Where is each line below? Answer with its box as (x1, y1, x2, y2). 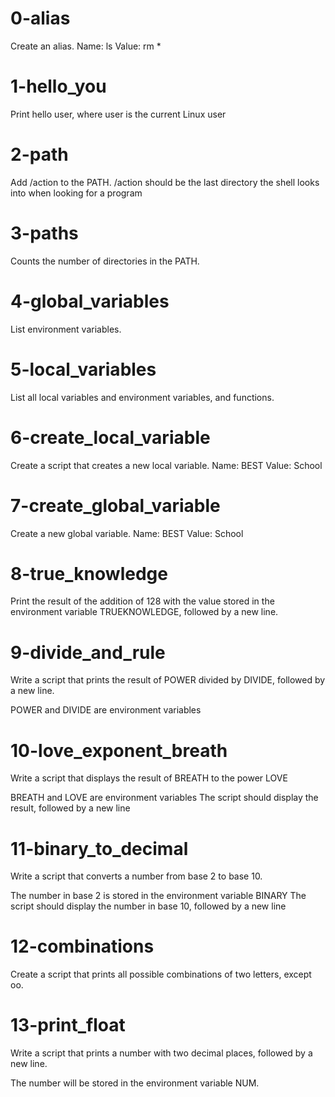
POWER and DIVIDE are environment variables (10, 704, 202, 716)
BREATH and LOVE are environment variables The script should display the (10, 792, 319, 804)
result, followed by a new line (10, 802, 131, 814)
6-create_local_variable (10, 426, 211, 449)
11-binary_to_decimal (10, 837, 189, 860)
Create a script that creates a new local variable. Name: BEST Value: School (10, 459, 323, 471)
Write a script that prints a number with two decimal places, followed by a (10, 1047, 313, 1059)
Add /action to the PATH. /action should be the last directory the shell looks (10, 176, 320, 188)
